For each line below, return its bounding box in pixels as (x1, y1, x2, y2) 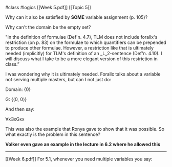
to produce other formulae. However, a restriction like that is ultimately (5, 45, 154, 51)
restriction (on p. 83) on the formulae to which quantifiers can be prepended (5, 39, 166, 45)
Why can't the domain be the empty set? (5, 24, 91, 30)
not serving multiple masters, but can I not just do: (5, 77, 112, 82)
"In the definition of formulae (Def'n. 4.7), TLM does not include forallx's (5, 34, 158, 40)
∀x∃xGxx (5, 116, 25, 122)
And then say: (5, 106, 35, 112)
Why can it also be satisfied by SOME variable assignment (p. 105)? (5, 14, 148, 20)
